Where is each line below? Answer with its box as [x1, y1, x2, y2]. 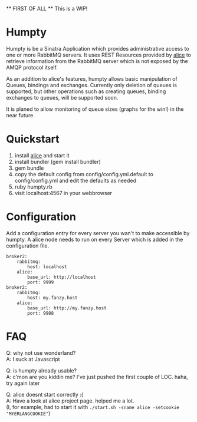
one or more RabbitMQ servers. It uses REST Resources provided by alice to [6, 51, 192, 58]
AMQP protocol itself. [6, 64, 58, 71]
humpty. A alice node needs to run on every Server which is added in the [6, 236, 183, 243]
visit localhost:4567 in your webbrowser [14, 189, 113, 196]
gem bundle [14, 164, 44, 172]
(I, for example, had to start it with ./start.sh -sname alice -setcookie [6, 403, 180, 410]
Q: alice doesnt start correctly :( [6, 391, 84, 398]
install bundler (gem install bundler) [14, 158, 101, 165]
